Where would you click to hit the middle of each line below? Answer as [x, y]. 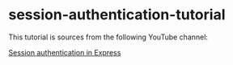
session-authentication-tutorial [117, 15]
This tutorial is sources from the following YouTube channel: [108, 37]
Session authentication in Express [65, 52]
